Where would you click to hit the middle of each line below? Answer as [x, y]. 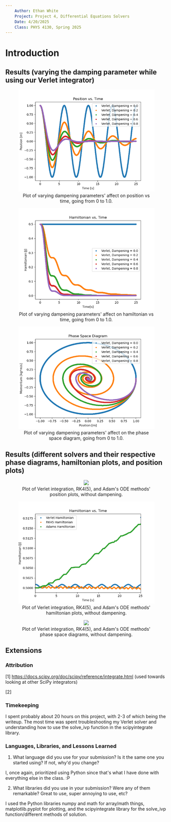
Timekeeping [22, 705]
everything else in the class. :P [38, 778]
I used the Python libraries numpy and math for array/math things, [75, 803]
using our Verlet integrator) [50, 80]
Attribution [19, 665]
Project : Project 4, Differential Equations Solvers [72, 16]
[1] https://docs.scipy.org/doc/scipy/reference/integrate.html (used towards [85, 677]
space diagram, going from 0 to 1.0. [86, 438]
